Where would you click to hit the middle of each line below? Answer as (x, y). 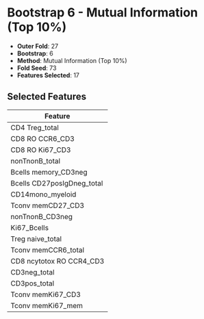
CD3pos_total (33, 283)
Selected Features (47, 97)
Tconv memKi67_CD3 (46, 294)
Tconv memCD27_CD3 (47, 205)
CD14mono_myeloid (43, 194)
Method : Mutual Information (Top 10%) (72, 60)
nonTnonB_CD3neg (42, 216)
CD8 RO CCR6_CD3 (43, 138)
